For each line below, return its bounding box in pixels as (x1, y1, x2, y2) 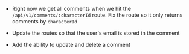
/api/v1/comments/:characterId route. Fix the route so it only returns (11, 11, 183, 19)
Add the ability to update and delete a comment (11, 41, 131, 48)
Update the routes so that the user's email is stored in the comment (11, 29, 180, 37)
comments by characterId (11, 18, 77, 25)
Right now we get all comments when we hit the (11, 5, 132, 12)
